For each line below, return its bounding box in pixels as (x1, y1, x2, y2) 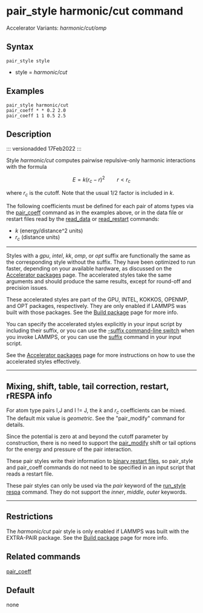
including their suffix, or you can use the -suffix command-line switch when (6, 327, 195, 334)
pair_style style (6, 57, 50, 64)
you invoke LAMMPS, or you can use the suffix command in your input (6, 333, 181, 341)
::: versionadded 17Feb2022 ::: (6, 145, 82, 152)
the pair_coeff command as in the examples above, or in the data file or (6, 209, 184, 216)
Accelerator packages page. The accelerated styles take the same (6, 271, 172, 279)
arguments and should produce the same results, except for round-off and (6, 278, 192, 285)
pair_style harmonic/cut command (6, 4, 184, 18)
